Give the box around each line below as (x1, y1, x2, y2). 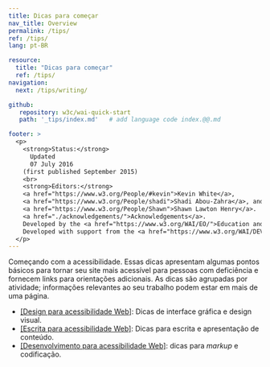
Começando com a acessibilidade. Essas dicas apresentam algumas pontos (8, 257, 260, 266)
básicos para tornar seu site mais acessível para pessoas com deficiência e (8, 266, 259, 275)
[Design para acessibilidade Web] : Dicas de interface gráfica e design (19, 307, 252, 316)
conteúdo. (19, 332, 55, 342)
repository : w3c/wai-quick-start (18, 108, 131, 117)
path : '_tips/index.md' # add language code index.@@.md (18, 116, 221, 124)
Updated (29, 152, 56, 161)
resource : (8, 56, 42, 64)
